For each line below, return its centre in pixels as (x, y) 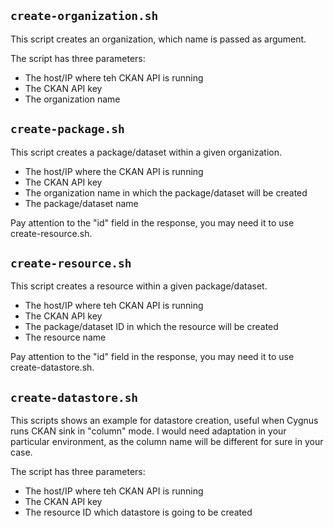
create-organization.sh (84, 16)
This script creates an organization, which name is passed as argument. (158, 39)
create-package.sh (67, 129)
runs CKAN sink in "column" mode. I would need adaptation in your (148, 431)
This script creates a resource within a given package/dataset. (139, 286)
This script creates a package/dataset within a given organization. (146, 152)
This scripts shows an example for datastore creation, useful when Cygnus (164, 421)
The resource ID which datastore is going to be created (138, 512)
